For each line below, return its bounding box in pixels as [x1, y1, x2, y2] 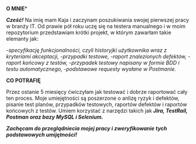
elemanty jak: [6, 35, 39, 42]
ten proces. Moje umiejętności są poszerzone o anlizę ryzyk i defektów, [6, 94, 180, 102]
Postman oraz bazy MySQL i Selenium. [6, 113, 104, 120]
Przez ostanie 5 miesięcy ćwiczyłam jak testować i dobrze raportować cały [6, 89, 188, 95]
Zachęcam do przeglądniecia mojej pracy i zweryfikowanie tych [6, 125, 168, 132]
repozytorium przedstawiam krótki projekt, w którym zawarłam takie [6, 29, 172, 36]
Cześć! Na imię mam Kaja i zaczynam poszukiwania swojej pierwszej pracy [6, 17, 190, 23]
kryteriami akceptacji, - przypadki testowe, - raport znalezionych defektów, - [6, 53, 191, 60]
